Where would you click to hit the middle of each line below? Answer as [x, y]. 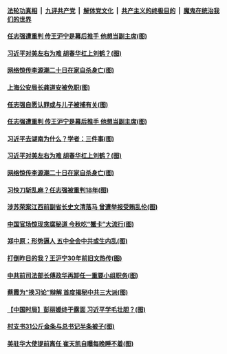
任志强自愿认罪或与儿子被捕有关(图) [58, 104]
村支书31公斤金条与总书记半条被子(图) [61, 326]
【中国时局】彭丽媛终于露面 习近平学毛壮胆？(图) [76, 309]
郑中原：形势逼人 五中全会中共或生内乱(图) [67, 241]
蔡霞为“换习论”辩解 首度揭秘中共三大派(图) [68, 293]
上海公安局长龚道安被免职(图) [49, 87]
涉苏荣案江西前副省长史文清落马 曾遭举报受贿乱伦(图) [83, 207]
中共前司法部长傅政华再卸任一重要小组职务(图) [73, 275]
